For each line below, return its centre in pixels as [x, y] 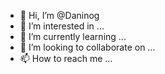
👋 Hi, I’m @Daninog [59, 15]
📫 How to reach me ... [66, 58]
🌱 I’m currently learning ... [73, 36]
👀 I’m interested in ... [62, 26]
